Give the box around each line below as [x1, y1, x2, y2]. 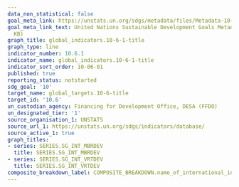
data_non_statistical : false [7, 10, 94, 18]
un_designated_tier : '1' [7, 109, 81, 117]
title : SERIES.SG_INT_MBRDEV [14, 149, 100, 156]
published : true [7, 70, 55, 77]
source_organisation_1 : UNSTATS [7, 116, 103, 123]
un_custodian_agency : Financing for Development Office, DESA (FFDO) [7, 103, 218, 110]
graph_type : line [7, 43, 59, 50]
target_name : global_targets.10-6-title [7, 90, 129, 97]
